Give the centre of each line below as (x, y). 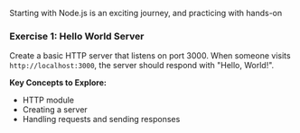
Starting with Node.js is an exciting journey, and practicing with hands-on (146, 13)
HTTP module (48, 100)
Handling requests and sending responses (101, 120)
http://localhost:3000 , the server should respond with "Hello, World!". (142, 66)
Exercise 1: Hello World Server (77, 36)
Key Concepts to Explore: (58, 83)
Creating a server (55, 110)
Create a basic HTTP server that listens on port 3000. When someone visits (150, 56)
